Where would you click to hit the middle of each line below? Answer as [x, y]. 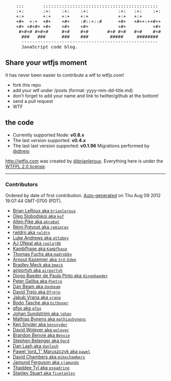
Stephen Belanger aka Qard [41, 340]
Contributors [22, 184]
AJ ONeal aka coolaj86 [37, 243]
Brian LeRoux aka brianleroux [44, 210]
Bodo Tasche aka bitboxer [40, 303]
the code [20, 123]
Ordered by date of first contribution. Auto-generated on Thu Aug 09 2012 [83, 195]
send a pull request [33, 101]
